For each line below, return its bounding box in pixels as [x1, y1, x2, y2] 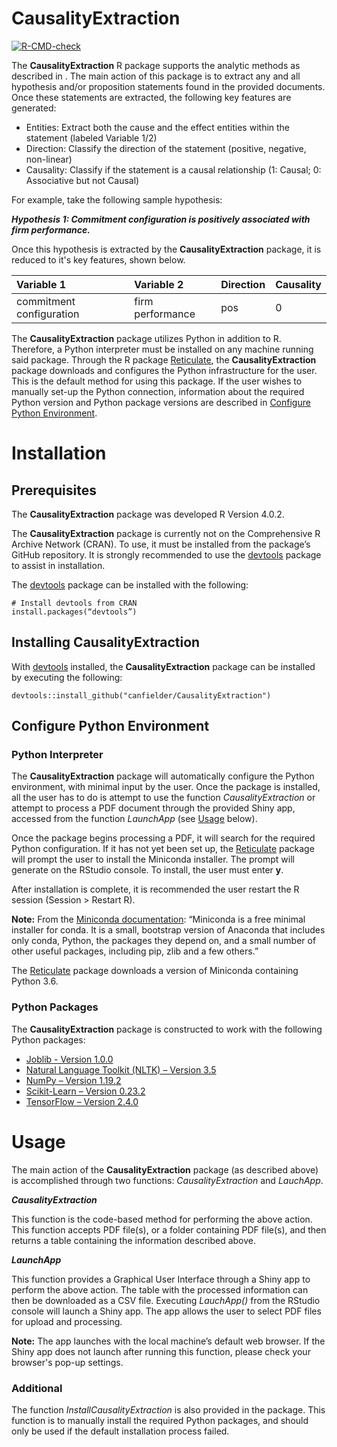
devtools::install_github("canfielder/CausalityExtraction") [11, 690, 272, 701]
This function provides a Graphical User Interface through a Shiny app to [11, 1273, 311, 1285]
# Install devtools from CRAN [11, 598, 138, 608]
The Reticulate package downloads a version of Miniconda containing [11, 965, 299, 977]
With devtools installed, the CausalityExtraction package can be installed [11, 660, 316, 672]
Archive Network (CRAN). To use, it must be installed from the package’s [11, 538, 311, 550]
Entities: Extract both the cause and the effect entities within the [25, 121, 291, 133]
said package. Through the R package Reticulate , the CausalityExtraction [11, 353, 317, 366]
